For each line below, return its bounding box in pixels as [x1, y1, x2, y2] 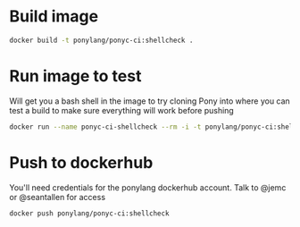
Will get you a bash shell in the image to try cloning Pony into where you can [9, 96, 290, 106]
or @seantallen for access [9, 191, 105, 202]
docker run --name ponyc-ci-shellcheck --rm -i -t [9, 122, 202, 131]
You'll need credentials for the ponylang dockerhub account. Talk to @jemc [9, 181, 287, 193]
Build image [9, 6, 99, 27]
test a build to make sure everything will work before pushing [9, 105, 234, 115]
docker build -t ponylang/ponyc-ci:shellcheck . [9, 36, 194, 45]
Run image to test [9, 66, 142, 86]
